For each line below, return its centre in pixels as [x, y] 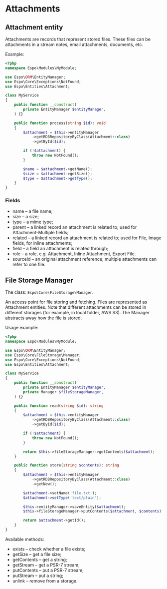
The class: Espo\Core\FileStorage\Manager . [49, 292]
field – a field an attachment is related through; [60, 249]
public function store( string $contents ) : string [67, 465]
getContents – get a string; [40, 559]
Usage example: [22, 328]
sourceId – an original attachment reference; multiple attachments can [84, 259]
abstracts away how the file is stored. [44, 318]
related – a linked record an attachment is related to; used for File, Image [87, 238]
